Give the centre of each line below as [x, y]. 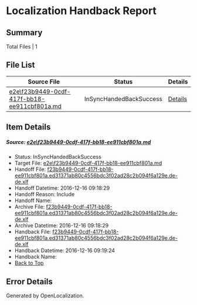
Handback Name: [35, 257]
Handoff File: [30, 169]
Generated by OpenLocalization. [45, 296]
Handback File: [33, 232]
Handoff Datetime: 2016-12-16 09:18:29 [62, 188]
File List [21, 65]
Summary [24, 33]
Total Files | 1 [22, 46]
